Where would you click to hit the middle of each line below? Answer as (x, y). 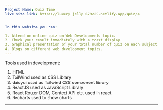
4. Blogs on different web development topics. (54, 49)
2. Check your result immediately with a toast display (63, 40)
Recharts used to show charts (42, 97)
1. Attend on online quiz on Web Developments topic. (61, 36)
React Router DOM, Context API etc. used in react (62, 93)
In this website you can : (31, 27)
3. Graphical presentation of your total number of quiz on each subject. (82, 45)
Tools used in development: (33, 63)
